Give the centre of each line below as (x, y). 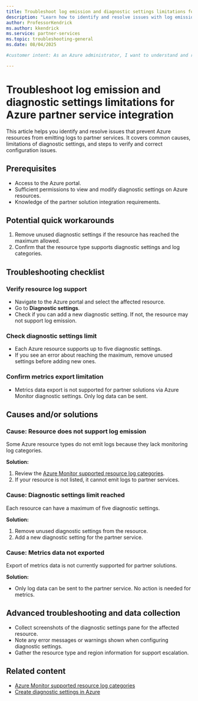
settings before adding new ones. (55, 361)
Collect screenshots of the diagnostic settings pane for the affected (97, 627)
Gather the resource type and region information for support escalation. (102, 652)
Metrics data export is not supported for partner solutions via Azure (97, 390)
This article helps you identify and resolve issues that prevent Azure (89, 131)
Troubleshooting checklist (55, 272)
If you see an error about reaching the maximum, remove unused (93, 355)
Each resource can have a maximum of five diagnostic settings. (83, 508)
